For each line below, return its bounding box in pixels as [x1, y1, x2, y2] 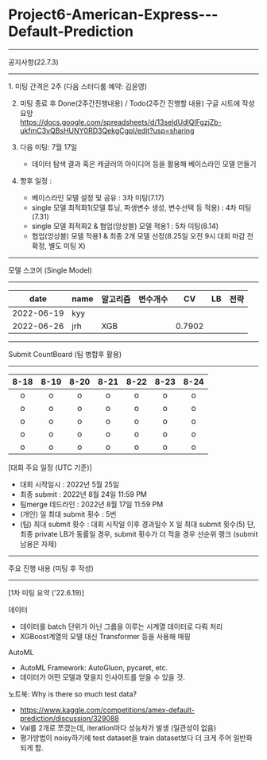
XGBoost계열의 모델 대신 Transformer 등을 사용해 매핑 [19, 631, 191, 641]
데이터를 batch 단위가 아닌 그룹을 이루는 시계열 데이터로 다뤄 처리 [19, 622, 223, 631]
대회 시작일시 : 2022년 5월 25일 [19, 479, 120, 489]
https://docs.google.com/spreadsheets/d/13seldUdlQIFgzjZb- [19, 117, 222, 126]
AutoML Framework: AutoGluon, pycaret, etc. [19, 662, 168, 673]
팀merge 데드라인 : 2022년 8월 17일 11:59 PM [19, 499, 164, 509]
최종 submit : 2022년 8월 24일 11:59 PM [19, 489, 147, 498]
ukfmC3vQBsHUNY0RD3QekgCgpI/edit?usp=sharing [19, 126, 195, 135]
